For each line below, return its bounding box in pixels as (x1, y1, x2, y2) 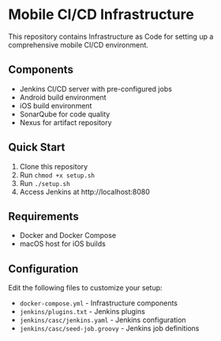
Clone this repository (19, 161, 88, 171)
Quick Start (8, 141, 66, 154)
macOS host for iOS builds (19, 239, 107, 248)
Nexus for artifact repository (19, 117, 112, 127)
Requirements (8, 210, 79, 223)
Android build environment (19, 93, 107, 102)
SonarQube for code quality (19, 109, 110, 119)
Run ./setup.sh (19, 178, 70, 188)
